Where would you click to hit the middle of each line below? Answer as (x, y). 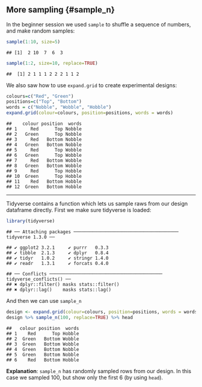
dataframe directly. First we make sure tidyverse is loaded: (79, 210)
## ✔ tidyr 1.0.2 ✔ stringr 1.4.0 (58, 258)
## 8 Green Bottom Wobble (44, 166)
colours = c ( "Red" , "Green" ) (40, 96)
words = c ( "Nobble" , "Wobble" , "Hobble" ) (59, 108)
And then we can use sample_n (44, 300)
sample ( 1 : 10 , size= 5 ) (33, 41)
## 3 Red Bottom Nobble (44, 140)
